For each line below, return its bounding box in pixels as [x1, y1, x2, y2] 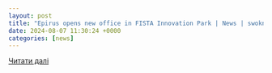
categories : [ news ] [8, 34, 74, 43]
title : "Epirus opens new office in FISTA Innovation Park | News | [8, 19, 244, 27]
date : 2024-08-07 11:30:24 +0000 [8, 26, 121, 34]
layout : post [8, 11, 53, 20]
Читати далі [8, 56, 49, 66]
